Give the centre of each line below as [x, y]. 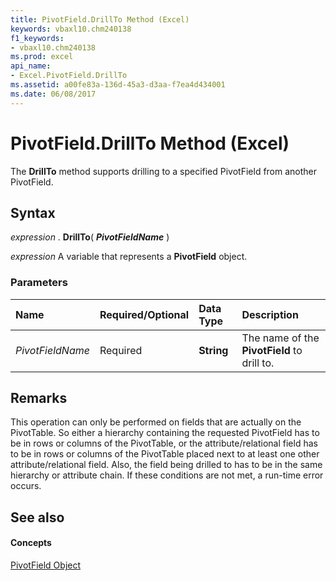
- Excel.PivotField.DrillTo [69, 76]
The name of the [280, 338]
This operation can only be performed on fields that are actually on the [156, 422]
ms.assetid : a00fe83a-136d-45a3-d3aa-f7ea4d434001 [118, 85]
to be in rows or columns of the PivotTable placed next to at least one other [165, 454]
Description [270, 314]
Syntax [33, 212]
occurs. [26, 486]
